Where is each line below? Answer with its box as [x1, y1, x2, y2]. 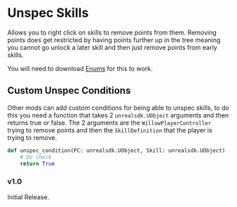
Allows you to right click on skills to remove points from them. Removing [7, 28, 217, 37]
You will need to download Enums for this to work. [7, 64, 153, 73]
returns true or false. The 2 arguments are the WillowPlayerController [7, 118, 212, 127]
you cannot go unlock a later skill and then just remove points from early [7, 43, 217, 51]
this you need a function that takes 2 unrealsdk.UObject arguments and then [7, 111, 229, 119]
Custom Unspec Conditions [7, 84, 131, 96]
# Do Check [20, 153, 52, 161]
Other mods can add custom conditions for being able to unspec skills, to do [7, 103, 229, 112]
